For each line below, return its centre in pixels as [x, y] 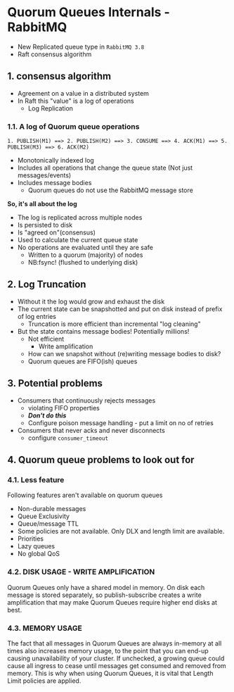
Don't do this [47, 415]
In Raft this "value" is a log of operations [76, 101]
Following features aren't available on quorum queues [85, 495]
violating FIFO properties [64, 408]
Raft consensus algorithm [54, 54]
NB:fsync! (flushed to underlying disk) [83, 263]
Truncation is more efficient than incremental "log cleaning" [115, 324]
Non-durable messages [52, 509]
